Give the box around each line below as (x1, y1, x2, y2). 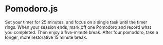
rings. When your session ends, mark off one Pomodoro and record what (5, 24, 151, 30)
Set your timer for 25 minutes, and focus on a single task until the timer (5, 19, 147, 25)
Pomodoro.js (5, 3, 58, 14)
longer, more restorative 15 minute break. (5, 34, 88, 40)
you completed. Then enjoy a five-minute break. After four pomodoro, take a (5, 29, 158, 35)
